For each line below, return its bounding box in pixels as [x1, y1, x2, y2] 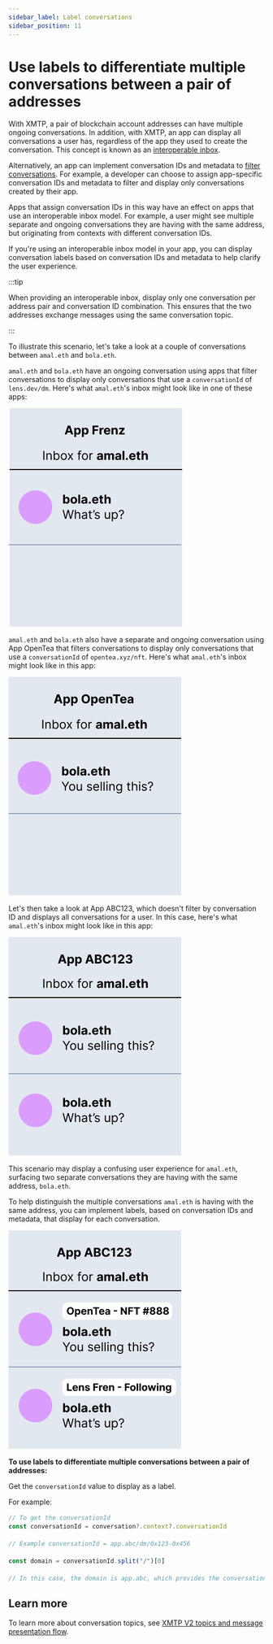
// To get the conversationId [8, 1514, 111, 1522]
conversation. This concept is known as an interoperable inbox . [8, 145, 221, 154]
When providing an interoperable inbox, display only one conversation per [8, 293, 256, 302]
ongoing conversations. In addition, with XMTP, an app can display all [8, 128, 241, 137]
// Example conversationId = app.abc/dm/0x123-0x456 [8, 1540, 191, 1548]
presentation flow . [8, 1627, 69, 1637]
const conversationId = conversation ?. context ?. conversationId [8, 1523, 227, 1531]
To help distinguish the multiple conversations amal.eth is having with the [8, 1197, 254, 1207]
